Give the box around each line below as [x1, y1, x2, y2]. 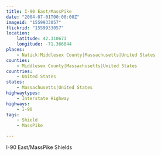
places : [6, 47, 25, 53]
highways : [6, 100, 30, 107]
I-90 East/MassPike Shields [6, 144, 73, 151]
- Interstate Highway [16, 95, 69, 101]
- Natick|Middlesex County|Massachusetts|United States [16, 52, 156, 58]
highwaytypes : [6, 90, 41, 96]
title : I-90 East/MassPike [6, 8, 72, 15]
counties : [6, 57, 30, 63]
